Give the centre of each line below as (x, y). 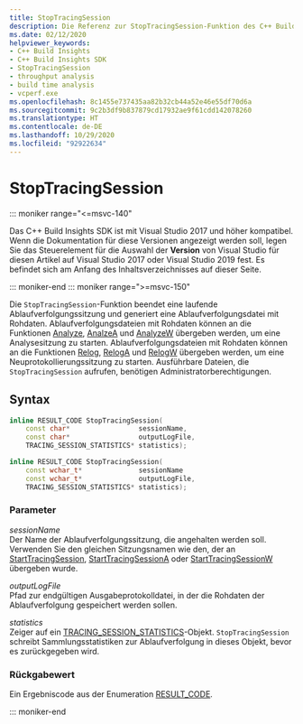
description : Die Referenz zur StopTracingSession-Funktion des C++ (141, 26)
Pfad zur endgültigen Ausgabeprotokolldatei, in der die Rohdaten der (137, 595)
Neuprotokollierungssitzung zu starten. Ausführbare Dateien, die (129, 361)
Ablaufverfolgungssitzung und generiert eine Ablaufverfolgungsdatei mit (144, 313)
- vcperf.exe (34, 93)
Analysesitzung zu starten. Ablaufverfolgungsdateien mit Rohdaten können (149, 342)
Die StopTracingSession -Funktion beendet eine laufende (114, 304)
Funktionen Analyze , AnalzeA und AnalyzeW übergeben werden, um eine (145, 333)
